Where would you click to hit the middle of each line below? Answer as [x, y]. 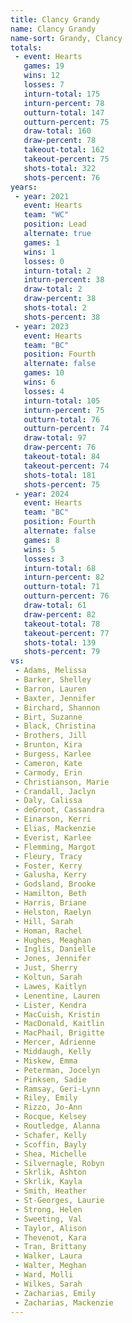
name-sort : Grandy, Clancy [66, 38]
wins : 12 [41, 76]
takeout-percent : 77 [66, 633]
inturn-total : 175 [62, 94]
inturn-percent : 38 [64, 280]
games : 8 [41, 540]
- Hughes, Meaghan [53, 940]
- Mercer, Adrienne [55, 1042]
